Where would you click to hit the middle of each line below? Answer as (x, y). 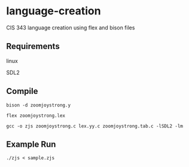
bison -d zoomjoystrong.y (38, 105)
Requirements (33, 46)
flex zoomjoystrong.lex (36, 116)
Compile (22, 91)
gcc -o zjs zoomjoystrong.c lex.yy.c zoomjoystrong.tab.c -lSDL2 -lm (95, 126)
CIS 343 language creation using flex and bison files (71, 28)
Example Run (31, 144)
